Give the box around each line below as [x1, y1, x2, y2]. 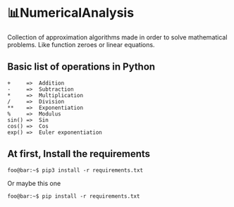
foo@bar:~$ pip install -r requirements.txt [7, 192, 140, 200]
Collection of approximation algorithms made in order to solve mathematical [7, 32, 228, 42]
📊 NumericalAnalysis [7, 5, 135, 21]
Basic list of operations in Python [7, 61, 156, 73]
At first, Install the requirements [7, 148, 150, 160]
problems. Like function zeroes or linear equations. [7, 40, 155, 49]
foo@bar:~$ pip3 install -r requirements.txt [7, 166, 143, 174]
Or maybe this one [7, 179, 61, 187]
